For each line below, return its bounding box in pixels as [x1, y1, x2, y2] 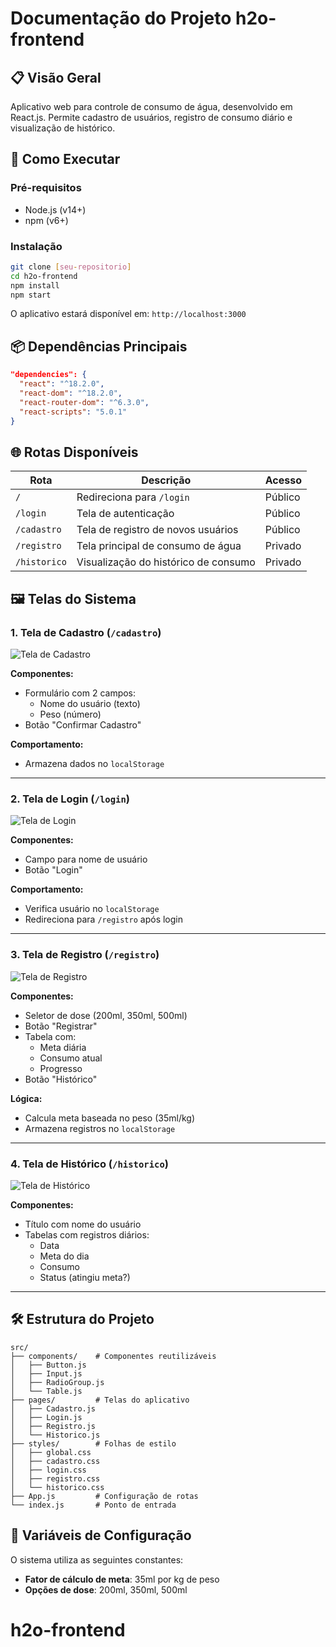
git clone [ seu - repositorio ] [10, 262, 132, 272]
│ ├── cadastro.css [10, 1456, 101, 1466]
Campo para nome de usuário [24, 853, 148, 866]
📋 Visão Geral [10, 69, 102, 86]
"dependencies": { [10, 370, 87, 380]
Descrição [141, 473, 192, 487]
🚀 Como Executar [10, 151, 121, 168]
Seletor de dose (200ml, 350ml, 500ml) [24, 1009, 188, 1021]
